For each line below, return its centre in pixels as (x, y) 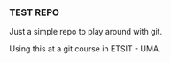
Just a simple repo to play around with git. (85, 32)
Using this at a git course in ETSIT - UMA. (85, 49)
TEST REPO (35, 12)
